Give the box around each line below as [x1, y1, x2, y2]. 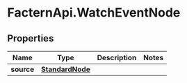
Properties [7, 33, 54, 44]
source [10, 64, 35, 74]
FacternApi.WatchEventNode [7, 5, 181, 21]
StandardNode [40, 64, 90, 74]
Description [97, 53, 137, 62]
